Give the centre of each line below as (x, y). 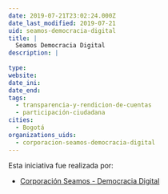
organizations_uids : (43, 135)
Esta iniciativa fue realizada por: (61, 165)
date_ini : (25, 83)
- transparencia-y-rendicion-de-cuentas (84, 105)
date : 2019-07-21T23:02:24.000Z (62, 16)
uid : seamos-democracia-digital (62, 30)
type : (17, 68)
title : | (23, 38)
